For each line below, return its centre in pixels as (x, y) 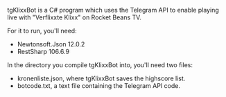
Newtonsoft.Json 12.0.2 (51, 44)
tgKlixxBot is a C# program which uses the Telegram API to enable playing (113, 10)
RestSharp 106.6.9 (43, 52)
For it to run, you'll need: (42, 31)
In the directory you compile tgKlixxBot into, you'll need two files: (100, 65)
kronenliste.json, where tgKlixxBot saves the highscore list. (101, 78)
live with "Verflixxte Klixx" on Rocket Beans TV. (75, 17)
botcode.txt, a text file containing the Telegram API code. (99, 86)
